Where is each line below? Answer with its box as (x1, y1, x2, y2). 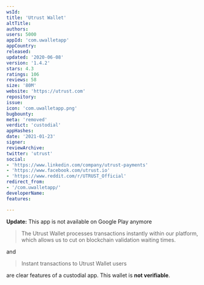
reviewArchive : (6, 144, 45, 151)
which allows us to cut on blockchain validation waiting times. (21, 236, 176, 244)
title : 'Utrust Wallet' (6, 15, 67, 21)
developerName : (6, 190, 45, 196)
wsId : (6, 9, 20, 15)
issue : (6, 99, 23, 105)
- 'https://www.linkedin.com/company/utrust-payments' (6, 162, 149, 168)
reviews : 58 (6, 77, 37, 83)
